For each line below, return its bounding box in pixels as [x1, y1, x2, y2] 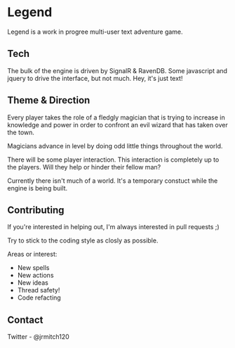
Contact [7, 314, 43, 326]
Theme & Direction [7, 94, 90, 106]
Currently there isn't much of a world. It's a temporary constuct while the [7, 176, 218, 185]
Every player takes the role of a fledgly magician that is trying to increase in [7, 113, 226, 122]
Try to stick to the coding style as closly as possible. [7, 236, 159, 245]
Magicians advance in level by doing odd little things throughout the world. [7, 141, 223, 150]
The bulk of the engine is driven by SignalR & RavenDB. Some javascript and [7, 66, 228, 75]
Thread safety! [17, 286, 60, 295]
